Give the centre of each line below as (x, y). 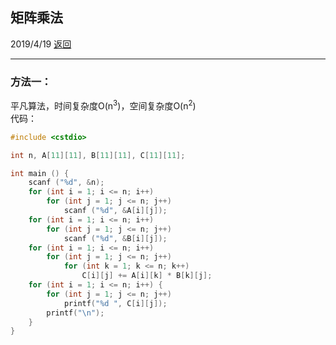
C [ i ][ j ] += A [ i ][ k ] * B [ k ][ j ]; (147, 276)
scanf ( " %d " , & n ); (66, 183)
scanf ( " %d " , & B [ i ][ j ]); (115, 238)
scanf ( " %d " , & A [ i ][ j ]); (115, 211)
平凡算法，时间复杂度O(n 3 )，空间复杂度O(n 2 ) (103, 105)
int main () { (40, 173)
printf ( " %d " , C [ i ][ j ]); (115, 303)
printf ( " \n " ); (75, 313)
